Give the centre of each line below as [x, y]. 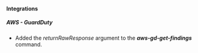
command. [29, 44]
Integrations [22, 9]
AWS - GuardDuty [30, 23]
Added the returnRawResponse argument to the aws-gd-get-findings [103, 38]
